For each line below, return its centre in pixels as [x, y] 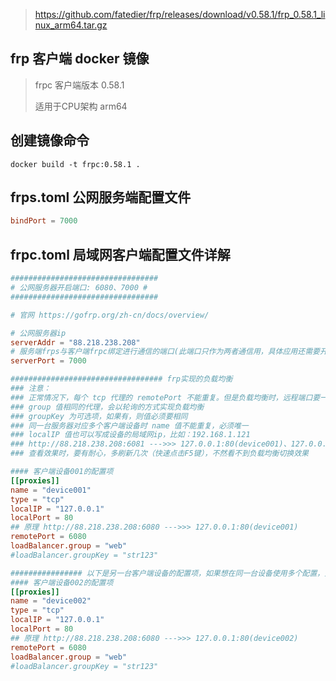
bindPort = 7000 [44, 221]
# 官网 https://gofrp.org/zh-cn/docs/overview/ [110, 315]
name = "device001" [51, 490]
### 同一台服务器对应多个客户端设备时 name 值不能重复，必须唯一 [129, 425]
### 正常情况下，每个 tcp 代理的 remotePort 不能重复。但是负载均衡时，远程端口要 [165, 397]
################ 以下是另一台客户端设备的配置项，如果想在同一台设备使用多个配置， [167, 573]
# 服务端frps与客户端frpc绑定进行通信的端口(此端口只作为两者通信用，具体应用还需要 [165, 352]
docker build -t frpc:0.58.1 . [75, 164]
